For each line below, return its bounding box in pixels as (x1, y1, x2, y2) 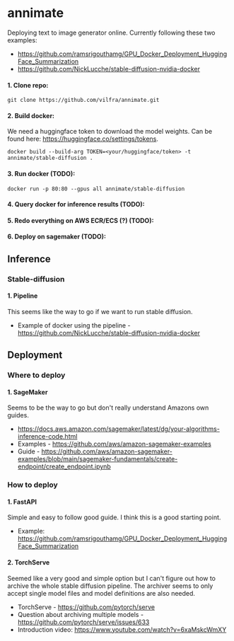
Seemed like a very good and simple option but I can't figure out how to (7, 574, 216, 582)
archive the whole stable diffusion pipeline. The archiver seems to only (7, 582, 213, 590)
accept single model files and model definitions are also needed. (7, 589, 196, 597)
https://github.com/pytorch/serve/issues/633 (17, 618, 150, 626)
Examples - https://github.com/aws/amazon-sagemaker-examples (17, 440, 212, 449)
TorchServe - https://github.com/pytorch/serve (17, 603, 156, 611)
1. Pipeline (7, 291, 38, 300)
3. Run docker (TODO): (7, 169, 76, 178)
